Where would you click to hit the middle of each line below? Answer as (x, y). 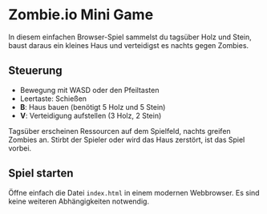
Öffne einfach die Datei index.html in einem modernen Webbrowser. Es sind (134, 192)
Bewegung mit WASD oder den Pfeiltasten (89, 90)
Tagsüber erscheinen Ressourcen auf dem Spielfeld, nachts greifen (119, 131)
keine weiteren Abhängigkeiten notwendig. (79, 201)
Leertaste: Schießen (53, 99)
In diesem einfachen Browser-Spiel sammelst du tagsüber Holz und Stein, (130, 37)
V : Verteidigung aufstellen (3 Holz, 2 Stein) (91, 115)
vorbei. (20, 148)
